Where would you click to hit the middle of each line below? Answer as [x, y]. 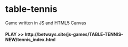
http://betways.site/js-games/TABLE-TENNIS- [74, 34]
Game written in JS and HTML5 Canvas [46, 23]
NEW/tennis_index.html [30, 39]
